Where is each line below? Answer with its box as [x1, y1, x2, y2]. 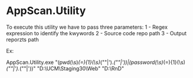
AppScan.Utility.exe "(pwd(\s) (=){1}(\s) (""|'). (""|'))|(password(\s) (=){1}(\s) [6, 59, 186, 66]
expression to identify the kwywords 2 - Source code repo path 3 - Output [6, 29, 187, 36]
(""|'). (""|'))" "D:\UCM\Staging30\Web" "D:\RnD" [6, 65, 125, 72]
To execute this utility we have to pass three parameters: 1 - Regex [6, 23, 168, 30]
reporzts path [6, 36, 40, 43]
